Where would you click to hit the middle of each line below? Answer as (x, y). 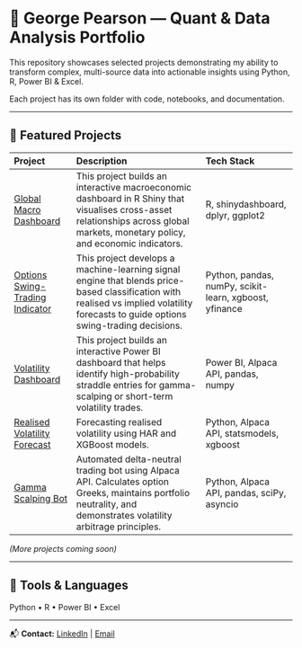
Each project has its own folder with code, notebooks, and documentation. (147, 99)
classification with (143, 291)
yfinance (224, 308)
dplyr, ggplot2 (235, 215)
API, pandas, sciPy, (246, 493)
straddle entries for (116, 385)
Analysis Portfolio (77, 37)
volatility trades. (110, 407)
